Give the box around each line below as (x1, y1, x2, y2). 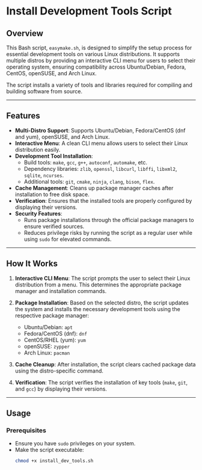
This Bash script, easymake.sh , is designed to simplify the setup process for (6, 44, 192, 51)
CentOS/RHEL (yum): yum (23, 336, 86, 344)
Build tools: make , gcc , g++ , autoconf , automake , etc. (23, 158, 148, 166)
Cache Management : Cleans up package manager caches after (14, 184, 174, 191)
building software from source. (6, 88, 83, 94)
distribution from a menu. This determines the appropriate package (14, 281, 182, 288)
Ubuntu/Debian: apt (23, 323, 73, 330)
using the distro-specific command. (14, 367, 104, 374)
